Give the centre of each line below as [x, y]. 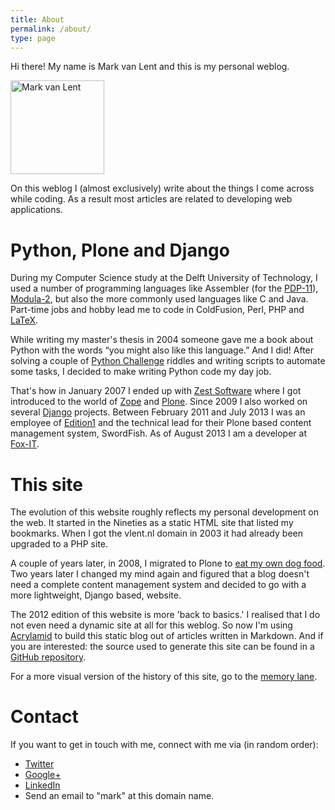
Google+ [43, 775]
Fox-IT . [25, 444]
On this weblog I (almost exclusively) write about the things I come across [162, 188]
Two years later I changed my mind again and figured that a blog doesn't [160, 574]
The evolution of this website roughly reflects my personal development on [165, 512]
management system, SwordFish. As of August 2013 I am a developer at [158, 433]
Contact [44, 717]
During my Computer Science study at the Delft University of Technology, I [164, 278]
